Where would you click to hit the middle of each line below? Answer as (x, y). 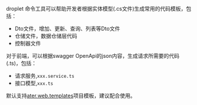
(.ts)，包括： (22, 63)
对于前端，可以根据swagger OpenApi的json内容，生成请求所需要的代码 (93, 56)
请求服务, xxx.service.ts (45, 76)
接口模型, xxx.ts (34, 83)
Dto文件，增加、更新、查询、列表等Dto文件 (67, 29)
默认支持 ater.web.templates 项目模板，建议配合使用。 (71, 96)
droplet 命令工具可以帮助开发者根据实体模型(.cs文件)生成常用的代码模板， (96, 9)
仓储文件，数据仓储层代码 (46, 36)
